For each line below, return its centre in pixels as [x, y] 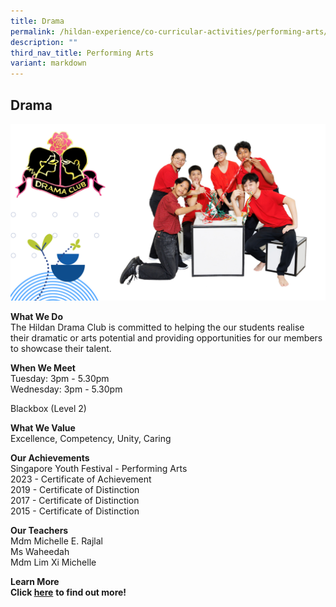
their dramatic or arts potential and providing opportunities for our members [166, 338]
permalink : [33, 31]
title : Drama [37, 21]
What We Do [36, 317]
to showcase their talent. [61, 349]
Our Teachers [39, 531]
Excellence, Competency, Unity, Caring [91, 439]
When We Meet [43, 368]
